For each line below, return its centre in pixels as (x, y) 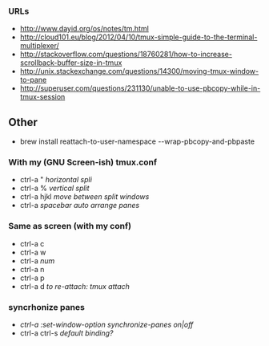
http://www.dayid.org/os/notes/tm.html (84, 29)
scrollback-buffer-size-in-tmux (71, 63)
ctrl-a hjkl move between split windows (84, 197)
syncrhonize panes (47, 307)
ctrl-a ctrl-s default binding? (66, 333)
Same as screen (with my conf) (70, 226)
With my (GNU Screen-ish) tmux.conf (83, 162)
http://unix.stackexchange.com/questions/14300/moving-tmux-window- (139, 71)
